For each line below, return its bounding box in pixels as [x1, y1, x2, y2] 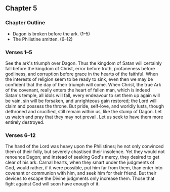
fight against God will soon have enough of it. [5, 181, 100, 187]
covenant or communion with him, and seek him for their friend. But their [5, 170, 157, 176]
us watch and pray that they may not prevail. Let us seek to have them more [5, 114, 163, 120]
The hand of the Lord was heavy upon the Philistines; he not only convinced [5, 143, 164, 150]
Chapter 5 [5, 4, 37, 13]
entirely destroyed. [5, 119, 45, 125]
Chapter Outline [5, 19, 46, 26]
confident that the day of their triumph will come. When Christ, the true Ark [5, 81, 161, 87]
